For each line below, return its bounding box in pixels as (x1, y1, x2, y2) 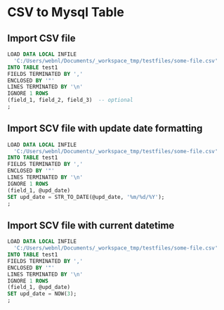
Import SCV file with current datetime (7, 219, 175, 231)
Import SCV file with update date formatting (7, 122, 203, 134)
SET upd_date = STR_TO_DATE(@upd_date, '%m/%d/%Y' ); (7, 193, 165, 200)
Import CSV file (7, 32, 76, 44)
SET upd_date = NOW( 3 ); (7, 290, 77, 297)
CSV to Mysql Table (7, 4, 124, 20)
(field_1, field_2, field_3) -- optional (7, 96, 133, 104)
